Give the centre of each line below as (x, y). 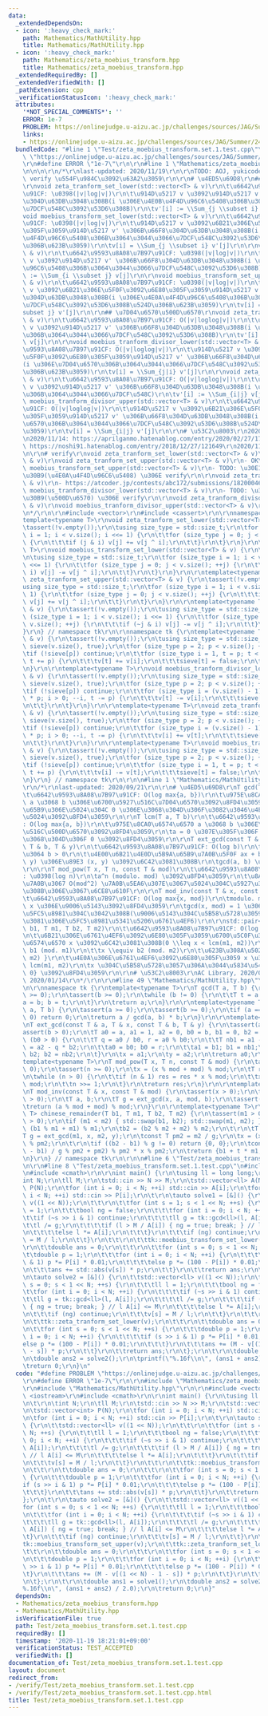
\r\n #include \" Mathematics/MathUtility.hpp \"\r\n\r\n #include (130, 1388)
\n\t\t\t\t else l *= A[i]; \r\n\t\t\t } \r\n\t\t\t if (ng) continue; (135, 1233)
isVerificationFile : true (59, 1618)
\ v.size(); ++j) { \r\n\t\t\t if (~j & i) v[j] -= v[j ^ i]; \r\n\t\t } (141, 624)
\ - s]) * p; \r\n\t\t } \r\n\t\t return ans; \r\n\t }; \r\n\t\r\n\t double (141, 1351)
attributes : (35, 105)
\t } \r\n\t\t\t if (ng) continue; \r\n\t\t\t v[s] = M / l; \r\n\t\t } (134, 1537)
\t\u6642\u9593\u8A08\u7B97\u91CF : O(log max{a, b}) (112, 795)
